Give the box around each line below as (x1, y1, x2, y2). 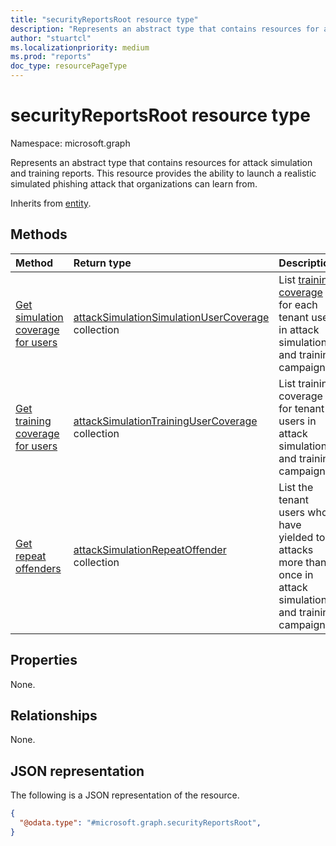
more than (278, 555, 327, 569)
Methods (10, 226, 68, 243)
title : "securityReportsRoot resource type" (10, 14, 199, 25)
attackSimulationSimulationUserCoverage (73, 310, 270, 324)
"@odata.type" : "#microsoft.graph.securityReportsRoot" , (19, 818, 262, 828)
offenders (15, 561, 62, 575)
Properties (10, 652, 78, 669)
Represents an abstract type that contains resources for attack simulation (10, 156, 313, 168)
